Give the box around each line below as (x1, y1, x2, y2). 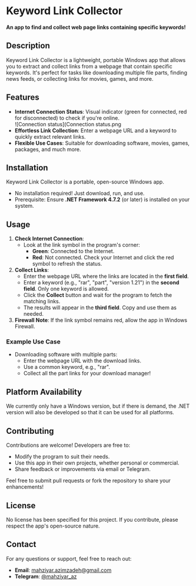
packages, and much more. (14, 146, 81, 153)
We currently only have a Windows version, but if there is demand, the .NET (6, 402, 190, 410)
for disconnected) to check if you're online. (14, 114, 119, 122)
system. (14, 202, 34, 209)
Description (6, 41, 50, 51)
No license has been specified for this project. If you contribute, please (6, 516, 178, 523)
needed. (23, 310, 44, 317)
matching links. (23, 298, 61, 305)
